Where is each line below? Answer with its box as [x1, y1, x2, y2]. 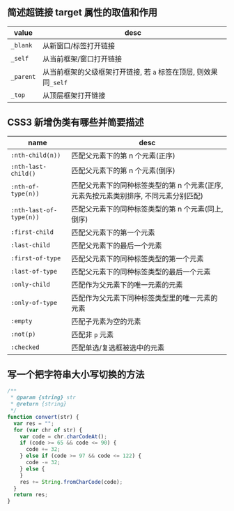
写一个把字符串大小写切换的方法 [7, 369, 145, 380]
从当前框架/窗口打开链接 [42, 54, 123, 64]
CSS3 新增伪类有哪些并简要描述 [7, 117, 144, 128]
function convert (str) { [7, 413, 79, 420]
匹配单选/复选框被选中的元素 [71, 343, 165, 353]
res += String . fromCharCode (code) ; [19, 478, 123, 485]
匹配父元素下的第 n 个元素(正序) [71, 151, 175, 161]
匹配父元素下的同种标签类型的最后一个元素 [71, 267, 211, 276]
